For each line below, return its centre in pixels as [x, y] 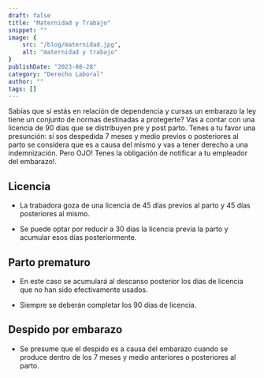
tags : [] [22, 89]
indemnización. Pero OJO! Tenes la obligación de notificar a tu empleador [128, 153]
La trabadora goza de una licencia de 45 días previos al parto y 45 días [135, 205]
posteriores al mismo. [55, 214]
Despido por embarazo [65, 329]
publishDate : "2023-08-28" [52, 67]
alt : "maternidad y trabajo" [70, 52]
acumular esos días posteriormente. [78, 238]
